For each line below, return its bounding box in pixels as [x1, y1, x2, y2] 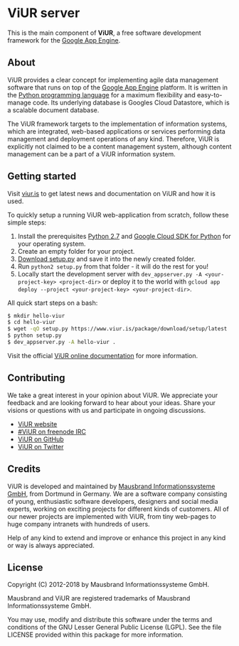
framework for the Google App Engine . [7, 36, 121, 44]
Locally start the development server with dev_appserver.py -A [17, 269, 203, 278]
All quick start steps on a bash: [7, 298, 98, 307]
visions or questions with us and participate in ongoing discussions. [7, 406, 206, 414]
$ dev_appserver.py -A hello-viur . [7, 339, 116, 346]
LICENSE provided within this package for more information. [7, 630, 184, 639]
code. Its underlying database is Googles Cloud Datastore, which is [32, 98, 230, 107]
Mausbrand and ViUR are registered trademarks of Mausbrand [7, 594, 191, 603]
